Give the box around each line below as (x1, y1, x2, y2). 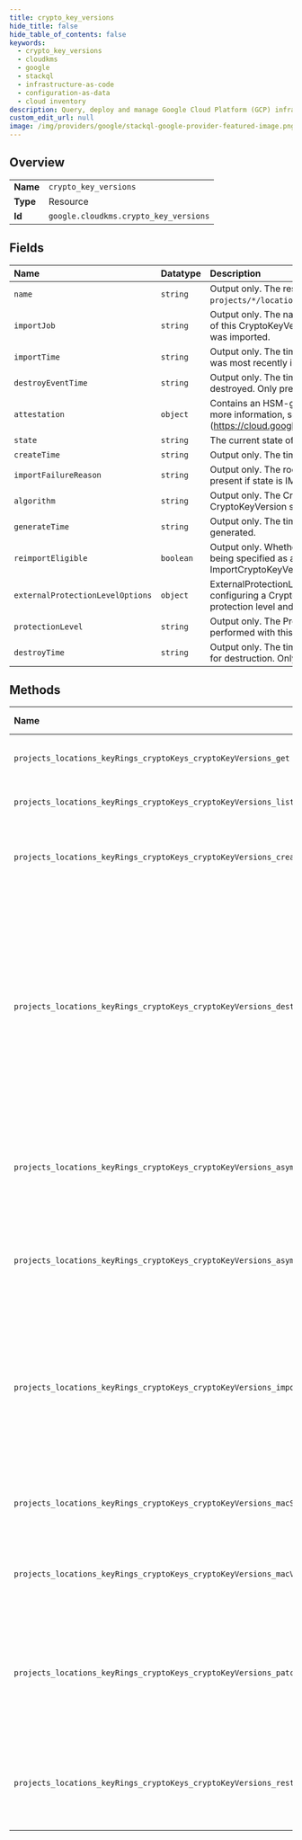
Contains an (209, 396, 261, 409)
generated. (209, 526, 256, 538)
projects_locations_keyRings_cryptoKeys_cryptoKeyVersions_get (13, 753, 290, 764)
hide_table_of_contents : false (9, 30, 127, 39)
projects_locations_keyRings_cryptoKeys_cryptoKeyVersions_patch (13, 1668, 299, 1678)
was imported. (209, 330, 271, 342)
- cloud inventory (17, 96, 87, 106)
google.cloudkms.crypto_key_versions (48, 210, 210, 221)
